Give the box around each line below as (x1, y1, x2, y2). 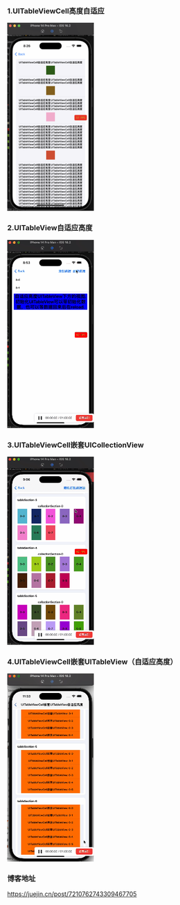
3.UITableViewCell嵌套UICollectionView (7, 440, 144, 450)
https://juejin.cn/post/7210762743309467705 (7, 890, 137, 898)
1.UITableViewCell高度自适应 (7, 6, 105, 15)
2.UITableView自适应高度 (7, 223, 93, 233)
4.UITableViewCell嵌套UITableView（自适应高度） (7, 657, 178, 667)
